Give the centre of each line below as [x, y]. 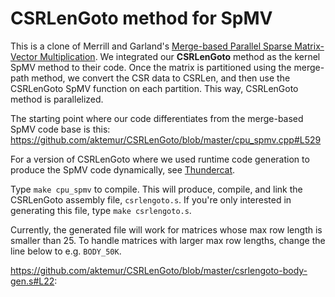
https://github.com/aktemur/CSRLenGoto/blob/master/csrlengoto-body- [159, 270]
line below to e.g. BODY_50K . [66, 251]
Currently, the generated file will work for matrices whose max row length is [166, 229]
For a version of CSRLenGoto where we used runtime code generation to [160, 159]
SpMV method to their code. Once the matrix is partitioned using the [151, 67]
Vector [24, 56]
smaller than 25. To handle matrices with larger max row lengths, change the [168, 240]
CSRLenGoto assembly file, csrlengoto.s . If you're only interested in [151, 199]
